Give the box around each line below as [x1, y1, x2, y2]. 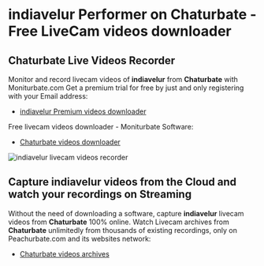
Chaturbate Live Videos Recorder [8, 54, 176, 67]
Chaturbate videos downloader [19, 137, 121, 147]
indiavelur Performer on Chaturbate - [8, 6, 257, 24]
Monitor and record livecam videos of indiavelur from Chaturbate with [8, 75, 239, 84]
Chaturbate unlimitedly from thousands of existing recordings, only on [8, 225, 238, 234]
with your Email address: [8, 92, 88, 100]
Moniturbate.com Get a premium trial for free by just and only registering [8, 83, 244, 92]
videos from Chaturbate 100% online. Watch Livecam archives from [8, 217, 230, 227]
